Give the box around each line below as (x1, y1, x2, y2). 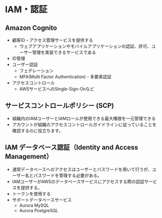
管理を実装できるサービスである (32, 49, 96, 55)
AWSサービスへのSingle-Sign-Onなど (19, 86, 95, 92)
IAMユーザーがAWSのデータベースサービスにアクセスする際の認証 (12, 178, 144, 184)
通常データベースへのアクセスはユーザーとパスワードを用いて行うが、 (12, 166, 152, 172)
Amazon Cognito (5, 23, 57, 32)
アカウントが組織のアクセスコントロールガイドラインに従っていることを (12, 121, 157, 127)
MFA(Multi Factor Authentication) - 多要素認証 (19, 74, 112, 79)
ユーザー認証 (12, 61, 38, 67)
